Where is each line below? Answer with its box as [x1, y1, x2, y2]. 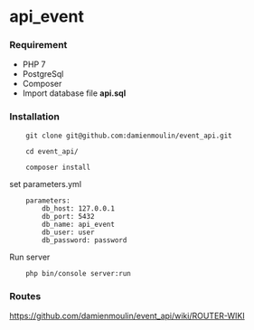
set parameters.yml [9, 178, 82, 189]
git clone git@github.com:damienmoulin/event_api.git [25, 131, 232, 140]
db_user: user [42, 228, 95, 237]
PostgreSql [22, 69, 64, 80]
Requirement [9, 39, 68, 52]
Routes [9, 289, 42, 302]
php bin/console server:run [25, 269, 131, 278]
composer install [25, 163, 91, 172]
